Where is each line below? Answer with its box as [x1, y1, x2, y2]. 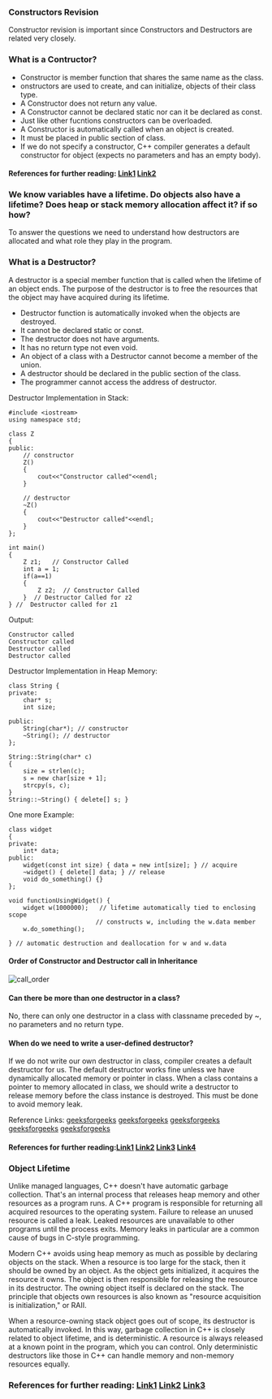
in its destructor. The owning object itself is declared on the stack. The [8, 1283, 244, 1293]
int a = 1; [23, 565, 60, 573]
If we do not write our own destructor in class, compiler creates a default [8, 1056, 252, 1066]
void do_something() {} [23, 875, 104, 883]
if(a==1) [23, 572, 53, 580]
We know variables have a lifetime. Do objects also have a [8, 189, 241, 201]
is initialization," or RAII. [8, 1301, 87, 1310]
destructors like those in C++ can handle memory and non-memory [8, 1351, 235, 1361]
